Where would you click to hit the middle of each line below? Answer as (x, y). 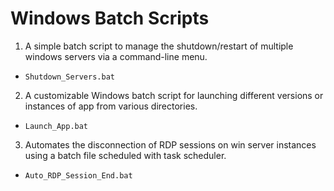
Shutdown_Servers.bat (69, 77)
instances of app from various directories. (111, 106)
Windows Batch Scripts (110, 18)
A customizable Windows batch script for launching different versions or (174, 95)
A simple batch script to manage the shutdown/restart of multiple (159, 46)
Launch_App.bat (56, 126)
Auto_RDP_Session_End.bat (78, 175)
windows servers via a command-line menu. (116, 56)
